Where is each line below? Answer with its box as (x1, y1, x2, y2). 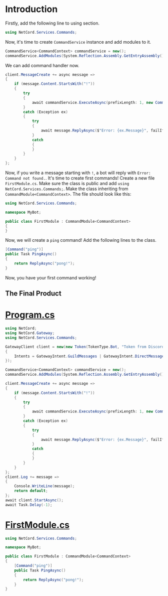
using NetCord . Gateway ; (5, 331, 55, 336)
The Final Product (5, 289, 61, 298)
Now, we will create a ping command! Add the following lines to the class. (5, 237, 156, 243)
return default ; (14, 488, 48, 494)
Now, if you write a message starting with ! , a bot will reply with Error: (5, 170, 151, 176)
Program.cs (5, 310, 55, 321)
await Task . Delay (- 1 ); (5, 502, 52, 507)
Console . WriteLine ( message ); (14, 484, 75, 489)
